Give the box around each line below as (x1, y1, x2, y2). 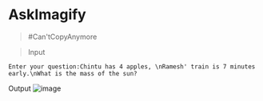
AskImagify (8, 6, 86, 24)
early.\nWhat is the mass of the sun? (8, 69, 137, 77)
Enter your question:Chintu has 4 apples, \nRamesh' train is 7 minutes (8, 62, 256, 71)
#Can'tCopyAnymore (27, 32, 98, 41)
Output (8, 84, 31, 93)
